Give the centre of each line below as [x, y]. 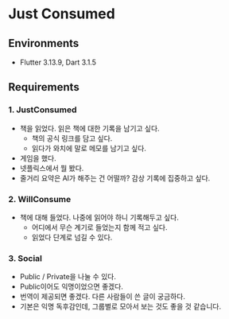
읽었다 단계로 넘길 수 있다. [72, 237]
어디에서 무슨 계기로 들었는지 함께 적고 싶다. [99, 227]
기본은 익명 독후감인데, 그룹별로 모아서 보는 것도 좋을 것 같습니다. [120, 306]
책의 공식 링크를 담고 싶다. [72, 138]
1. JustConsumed [43, 110]
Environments [44, 43]
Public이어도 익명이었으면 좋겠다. [71, 286]
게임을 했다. [38, 158]
